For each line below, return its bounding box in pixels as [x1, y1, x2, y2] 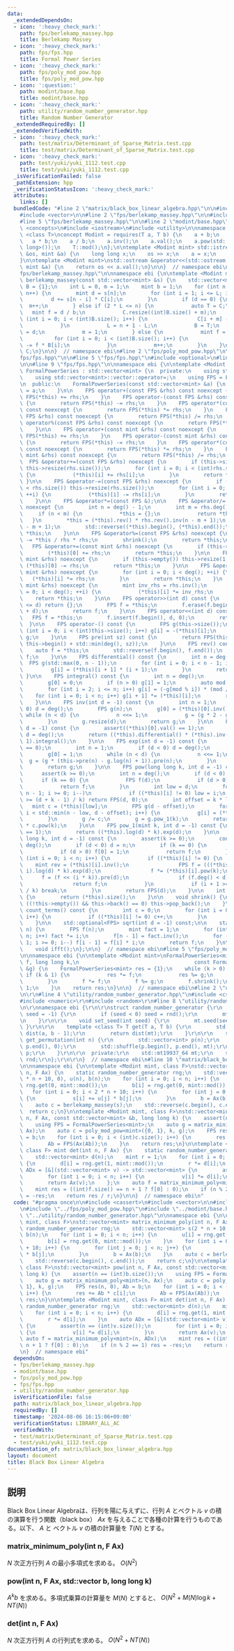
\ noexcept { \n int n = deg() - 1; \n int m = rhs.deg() [19, 504, 229, 511]
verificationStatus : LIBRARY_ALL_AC [13, 1420, 120, 1427]
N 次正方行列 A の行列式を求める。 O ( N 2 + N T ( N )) [7, 1634, 150, 1644]
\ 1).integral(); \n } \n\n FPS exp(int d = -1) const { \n [19, 738, 208, 745]
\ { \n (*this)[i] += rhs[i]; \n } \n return [19, 472, 223, 479]
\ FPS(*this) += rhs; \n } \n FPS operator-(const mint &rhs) [19, 432, 217, 439]
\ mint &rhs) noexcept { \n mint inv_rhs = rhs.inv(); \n [19, 581, 208, 589]
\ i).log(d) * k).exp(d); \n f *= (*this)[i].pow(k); [19, 868, 223, 875]
